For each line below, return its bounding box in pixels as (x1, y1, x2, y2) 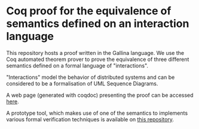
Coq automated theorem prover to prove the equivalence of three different (6, 56, 189, 63)
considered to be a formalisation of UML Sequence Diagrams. (6, 79, 158, 87)
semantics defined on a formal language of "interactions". (6, 62, 148, 69)
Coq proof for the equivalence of (6, 4, 172, 18)
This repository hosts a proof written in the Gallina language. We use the (6, 49, 184, 56)
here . (6, 97, 19, 105)
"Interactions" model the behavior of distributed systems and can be (6, 73, 175, 81)
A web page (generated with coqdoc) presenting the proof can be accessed (6, 91, 194, 99)
